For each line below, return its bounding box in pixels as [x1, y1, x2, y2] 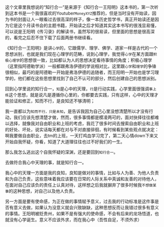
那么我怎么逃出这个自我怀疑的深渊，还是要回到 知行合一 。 [5, 149, 118, 155]
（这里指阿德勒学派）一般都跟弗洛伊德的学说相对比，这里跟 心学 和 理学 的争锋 [5, 63, 157, 69]
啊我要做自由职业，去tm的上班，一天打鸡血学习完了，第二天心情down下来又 [5, 133, 159, 138]
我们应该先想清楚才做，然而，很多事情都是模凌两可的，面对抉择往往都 [13, 114, 155, 120]
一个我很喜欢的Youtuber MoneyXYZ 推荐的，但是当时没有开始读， [26, 10, 152, 16]
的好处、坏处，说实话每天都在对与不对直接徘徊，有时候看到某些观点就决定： [5, 127, 159, 132]
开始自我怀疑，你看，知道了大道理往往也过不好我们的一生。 [5, 139, 125, 145]
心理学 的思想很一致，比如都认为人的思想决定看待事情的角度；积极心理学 [8, 57, 152, 63]
